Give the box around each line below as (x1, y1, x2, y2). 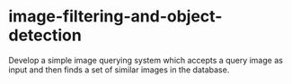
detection (8, 25, 82, 46)
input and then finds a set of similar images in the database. (8, 64, 230, 75)
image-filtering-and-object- (8, 6, 223, 27)
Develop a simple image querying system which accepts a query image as (8, 55, 284, 65)
